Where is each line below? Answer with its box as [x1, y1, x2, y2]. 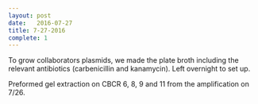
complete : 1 [8, 33, 48, 42]
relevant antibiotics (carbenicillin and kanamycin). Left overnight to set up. [8, 64, 251, 74]
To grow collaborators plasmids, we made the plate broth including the [8, 56, 240, 65]
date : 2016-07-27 [8, 19, 73, 27]
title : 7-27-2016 [8, 26, 66, 34]
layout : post [8, 11, 52, 20]
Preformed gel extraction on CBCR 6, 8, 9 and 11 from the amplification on [8, 79, 250, 89]
